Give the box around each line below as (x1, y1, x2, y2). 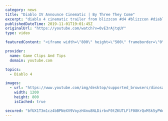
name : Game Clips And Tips (9, 53, 66, 58)
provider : (5, 48, 26, 53)
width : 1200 (14, 90, 39, 95)
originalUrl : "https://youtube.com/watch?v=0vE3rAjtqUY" (5, 26, 126, 31)
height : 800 (14, 94, 39, 99)
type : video (5, 30, 30, 35)
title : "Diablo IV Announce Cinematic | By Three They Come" (5, 12, 135, 17)
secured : (5, 108, 23, 113)
